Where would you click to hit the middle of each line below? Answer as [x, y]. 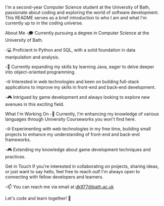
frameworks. [18, 139]
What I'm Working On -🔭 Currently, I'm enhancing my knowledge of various [82, 114]
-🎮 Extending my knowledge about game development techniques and [78, 149]
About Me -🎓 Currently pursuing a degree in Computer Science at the [77, 33]
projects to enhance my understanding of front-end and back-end [73, 134]
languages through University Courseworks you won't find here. [71, 119]
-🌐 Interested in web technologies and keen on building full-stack [72, 82]
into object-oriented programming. [40, 72]
